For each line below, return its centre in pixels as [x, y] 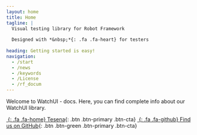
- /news [21, 67]
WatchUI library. [26, 108]
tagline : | [20, 23]
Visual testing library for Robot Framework [68, 28]
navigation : [21, 56]
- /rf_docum [27, 85]
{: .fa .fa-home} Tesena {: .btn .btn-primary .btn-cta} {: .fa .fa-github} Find [99, 119]
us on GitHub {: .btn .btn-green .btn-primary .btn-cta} [72, 126]
